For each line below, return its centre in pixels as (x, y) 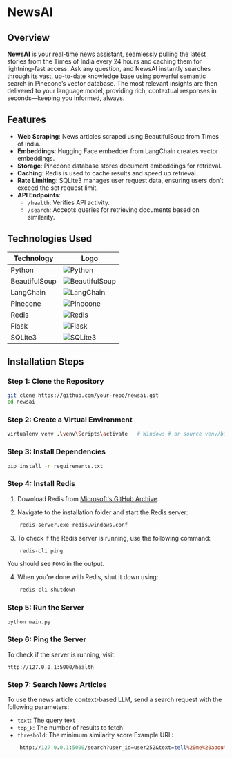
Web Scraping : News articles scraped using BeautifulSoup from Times (118, 136)
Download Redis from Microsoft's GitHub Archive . (88, 498)
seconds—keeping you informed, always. (66, 98)
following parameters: (38, 707)
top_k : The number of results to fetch (70, 728)
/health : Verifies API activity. (69, 202)
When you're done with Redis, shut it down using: (88, 577)
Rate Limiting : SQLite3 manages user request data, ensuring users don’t (120, 180)
